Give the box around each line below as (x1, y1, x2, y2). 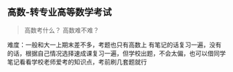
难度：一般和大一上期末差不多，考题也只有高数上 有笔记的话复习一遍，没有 (7, 40, 222, 49)
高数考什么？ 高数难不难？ (24, 26, 99, 34)
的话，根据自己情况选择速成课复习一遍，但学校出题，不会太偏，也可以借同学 (7, 49, 226, 57)
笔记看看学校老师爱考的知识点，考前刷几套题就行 (7, 58, 147, 66)
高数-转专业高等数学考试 (7, 6, 112, 19)
